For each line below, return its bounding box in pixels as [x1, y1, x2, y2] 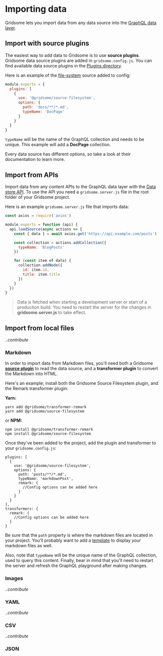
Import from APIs [5, 171, 59, 179]
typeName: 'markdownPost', [18, 476, 74, 481]
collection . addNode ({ [18, 263, 63, 268]
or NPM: [5, 417, 23, 424]
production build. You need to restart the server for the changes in [17, 304, 151, 311]
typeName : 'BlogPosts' [18, 245, 65, 250]
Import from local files [5, 324, 75, 332]
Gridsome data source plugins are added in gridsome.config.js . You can [5, 58, 152, 63]
